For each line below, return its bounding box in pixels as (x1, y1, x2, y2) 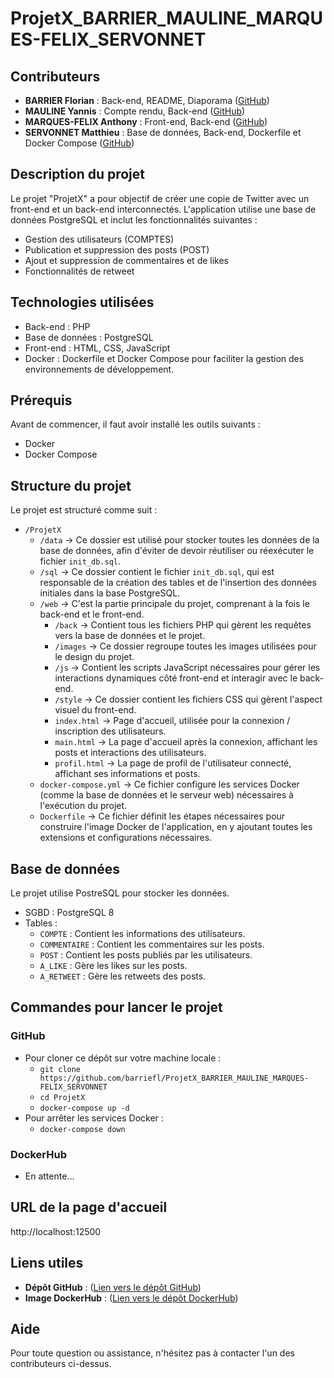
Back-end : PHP (24, 320, 91, 332)
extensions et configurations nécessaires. (39, 832, 213, 844)
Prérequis (10, 392, 73, 409)
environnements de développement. (24, 363, 175, 375)
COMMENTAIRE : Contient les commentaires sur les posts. (39, 938, 265, 951)
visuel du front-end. (54, 704, 137, 716)
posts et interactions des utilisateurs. (54, 747, 207, 759)
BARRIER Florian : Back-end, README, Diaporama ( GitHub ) (24, 95, 270, 106)
